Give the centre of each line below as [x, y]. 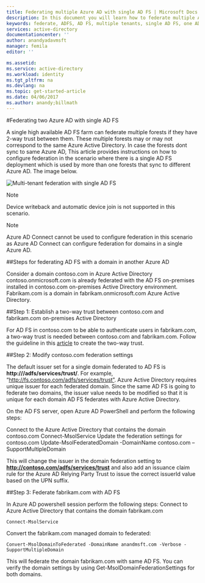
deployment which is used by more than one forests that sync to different [99, 164]
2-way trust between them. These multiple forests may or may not [89, 138]
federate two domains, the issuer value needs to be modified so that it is [97, 393]
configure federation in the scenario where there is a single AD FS [89, 158]
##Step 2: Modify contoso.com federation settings [70, 355]
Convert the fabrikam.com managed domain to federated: [79, 533]
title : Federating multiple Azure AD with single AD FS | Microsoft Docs [102, 12]
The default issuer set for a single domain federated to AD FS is [86, 367]
